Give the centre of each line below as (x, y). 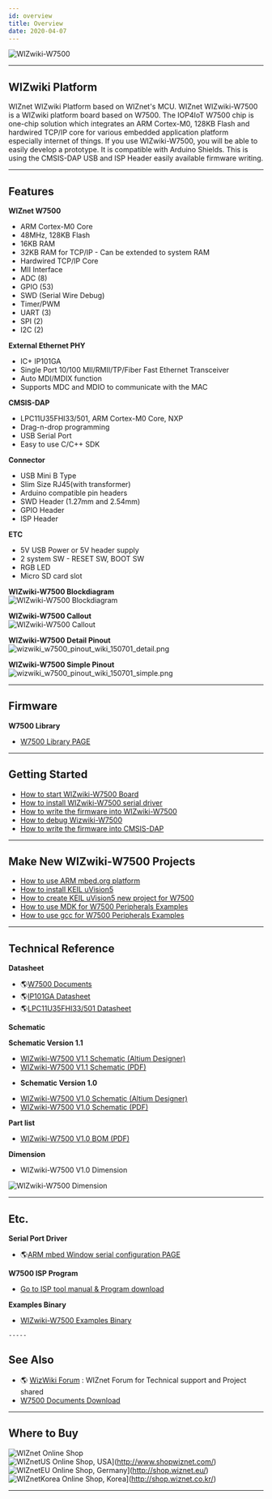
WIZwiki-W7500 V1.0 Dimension (74, 1170)
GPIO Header (42, 510)
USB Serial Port (46, 436)
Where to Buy (43, 1434)
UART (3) (36, 312)
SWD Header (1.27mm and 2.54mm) (80, 502)
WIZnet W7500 (35, 211)
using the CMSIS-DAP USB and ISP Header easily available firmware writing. (136, 158)
